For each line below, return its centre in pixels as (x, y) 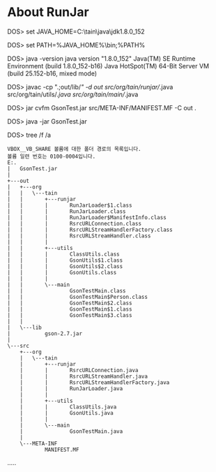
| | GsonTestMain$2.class (70, 303)
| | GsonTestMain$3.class (70, 315)
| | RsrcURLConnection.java (79, 370)
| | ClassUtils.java (68, 407)
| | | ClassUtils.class (63, 254)
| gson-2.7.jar (45, 333)
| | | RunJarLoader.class (67, 211)
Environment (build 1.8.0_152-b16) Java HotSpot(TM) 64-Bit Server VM (108, 66)
